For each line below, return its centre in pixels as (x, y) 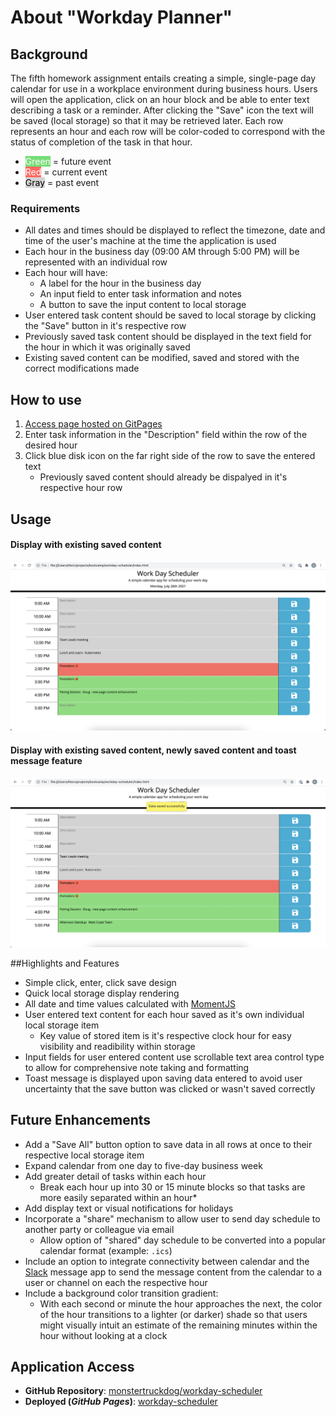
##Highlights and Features (65, 963)
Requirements (45, 208)
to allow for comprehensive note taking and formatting (137, 1067)
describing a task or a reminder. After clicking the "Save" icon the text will (162, 110)
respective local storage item (84, 1155)
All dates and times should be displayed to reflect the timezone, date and (175, 230)
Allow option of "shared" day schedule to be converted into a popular (182, 1240)
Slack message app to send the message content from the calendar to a (173, 1272)
